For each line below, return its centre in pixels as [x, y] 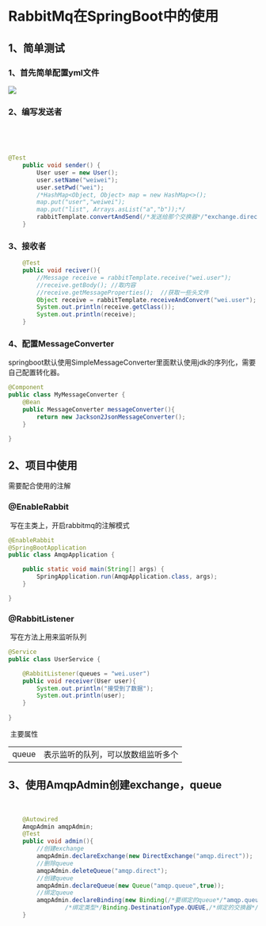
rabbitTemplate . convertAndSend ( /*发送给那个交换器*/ [120, 217]
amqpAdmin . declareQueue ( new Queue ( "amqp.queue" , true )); [131, 886]
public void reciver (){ [62, 270]
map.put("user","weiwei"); [81, 202]
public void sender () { [62, 166]
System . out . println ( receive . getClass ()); [106, 307]
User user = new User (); [78, 172]
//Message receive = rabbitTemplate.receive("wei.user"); [134, 277]
